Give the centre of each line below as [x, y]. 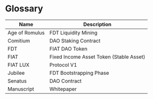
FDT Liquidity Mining [73, 33]
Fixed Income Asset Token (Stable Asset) [97, 56]
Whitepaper [63, 89]
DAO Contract [65, 81]
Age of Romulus [26, 33]
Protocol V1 [63, 65]
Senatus [17, 81]
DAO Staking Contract [75, 41]
